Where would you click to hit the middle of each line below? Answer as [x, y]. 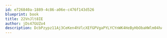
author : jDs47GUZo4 [25, 23]
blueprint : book [22, 14]
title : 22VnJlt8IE [24, 19]
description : [19, 28]
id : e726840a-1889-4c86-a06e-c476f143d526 [50, 10]
